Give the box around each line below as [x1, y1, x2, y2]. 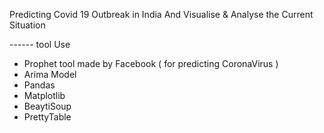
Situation [9, 19, 46, 31]
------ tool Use [9, 39, 71, 50]
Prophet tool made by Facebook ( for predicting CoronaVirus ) [23, 58, 279, 69]
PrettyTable [23, 111, 72, 123]
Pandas [23, 79, 56, 91]
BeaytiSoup [23, 100, 72, 112]
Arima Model [23, 69, 77, 80]
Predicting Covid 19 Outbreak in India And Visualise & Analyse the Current [9, 9, 314, 20]
